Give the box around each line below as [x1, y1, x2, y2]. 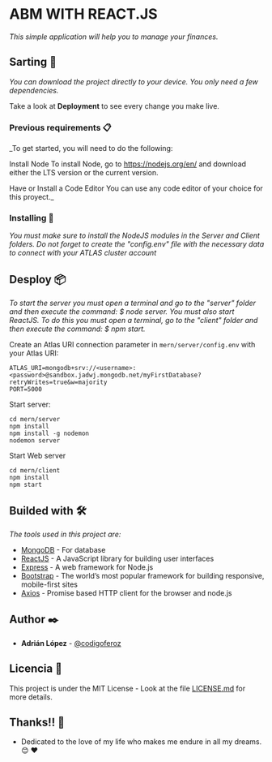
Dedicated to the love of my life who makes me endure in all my [20, 737, 233, 747]
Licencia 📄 [9, 662, 63, 676]
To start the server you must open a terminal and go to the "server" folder [9, 298, 257, 308]
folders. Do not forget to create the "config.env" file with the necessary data [9, 239, 265, 249]
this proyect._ [9, 192, 55, 202]
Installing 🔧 [9, 212, 54, 223]
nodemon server [9, 437, 61, 445]
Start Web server [9, 451, 66, 461]
